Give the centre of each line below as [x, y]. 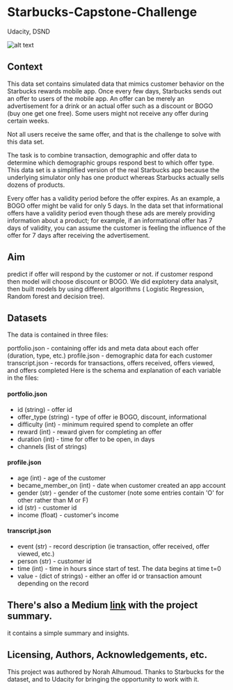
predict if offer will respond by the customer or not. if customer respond [110, 274]
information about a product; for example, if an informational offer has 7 [110, 220]
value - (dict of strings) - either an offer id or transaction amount [109, 576]
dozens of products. [36, 185]
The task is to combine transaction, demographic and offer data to [102, 155]
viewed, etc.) [36, 553]
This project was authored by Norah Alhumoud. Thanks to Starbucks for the [116, 672]
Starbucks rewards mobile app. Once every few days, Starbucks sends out [114, 91]
